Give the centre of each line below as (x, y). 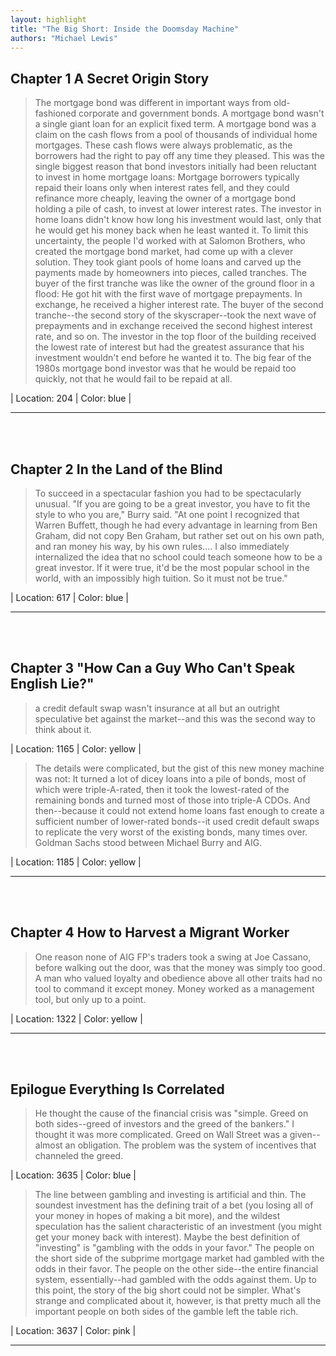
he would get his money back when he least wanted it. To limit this (171, 230)
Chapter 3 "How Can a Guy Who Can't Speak (153, 668)
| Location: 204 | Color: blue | (71, 398)
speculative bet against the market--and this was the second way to (175, 718)
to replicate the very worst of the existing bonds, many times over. (171, 832)
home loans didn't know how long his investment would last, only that (178, 220)
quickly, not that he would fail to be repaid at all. (133, 379)
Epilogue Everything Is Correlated (117, 1089)
